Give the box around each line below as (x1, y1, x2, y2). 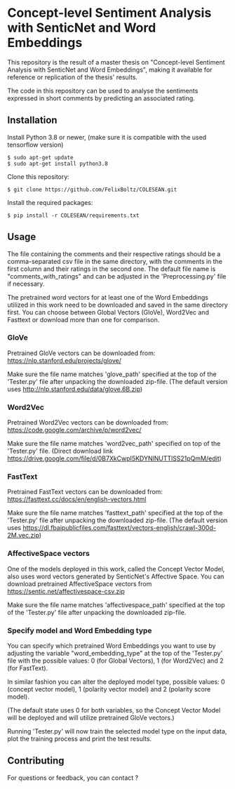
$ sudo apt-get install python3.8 (7, 160, 109, 167)
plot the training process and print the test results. (7, 735, 152, 743)
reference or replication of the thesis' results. (7, 72, 138, 81)
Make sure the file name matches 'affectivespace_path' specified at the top (7, 600, 226, 609)
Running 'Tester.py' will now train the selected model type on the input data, (7, 727, 227, 736)
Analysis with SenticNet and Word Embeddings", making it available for (7, 65, 213, 74)
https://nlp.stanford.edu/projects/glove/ (7, 356, 121, 364)
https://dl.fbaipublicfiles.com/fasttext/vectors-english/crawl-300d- (22, 524, 216, 532)
